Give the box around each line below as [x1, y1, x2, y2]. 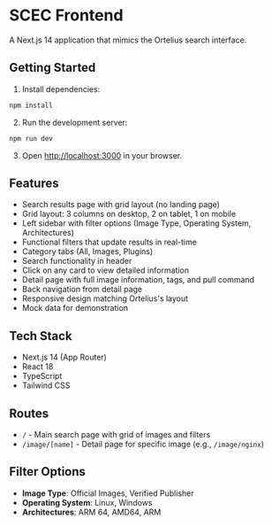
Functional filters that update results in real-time [21, 236, 197, 248]
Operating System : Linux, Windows [21, 497, 153, 507]
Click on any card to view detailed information [21, 265, 190, 275]
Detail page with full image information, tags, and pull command [21, 275, 254, 285]
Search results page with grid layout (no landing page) [21, 199, 221, 210]
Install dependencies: [21, 83, 101, 94]
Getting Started [9, 60, 96, 75]
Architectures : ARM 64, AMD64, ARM [21, 507, 162, 517]
